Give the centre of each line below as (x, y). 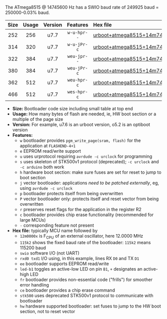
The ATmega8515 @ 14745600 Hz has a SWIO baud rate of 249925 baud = (82, 7)
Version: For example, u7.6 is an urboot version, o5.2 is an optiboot (81, 125)
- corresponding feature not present (57, 225)
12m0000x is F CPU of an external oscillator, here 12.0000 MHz (81, 237)
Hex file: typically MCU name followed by (55, 231)
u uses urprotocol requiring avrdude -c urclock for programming (86, 156)
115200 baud (33, 248)
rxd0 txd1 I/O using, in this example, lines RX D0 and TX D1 (79, 258)
